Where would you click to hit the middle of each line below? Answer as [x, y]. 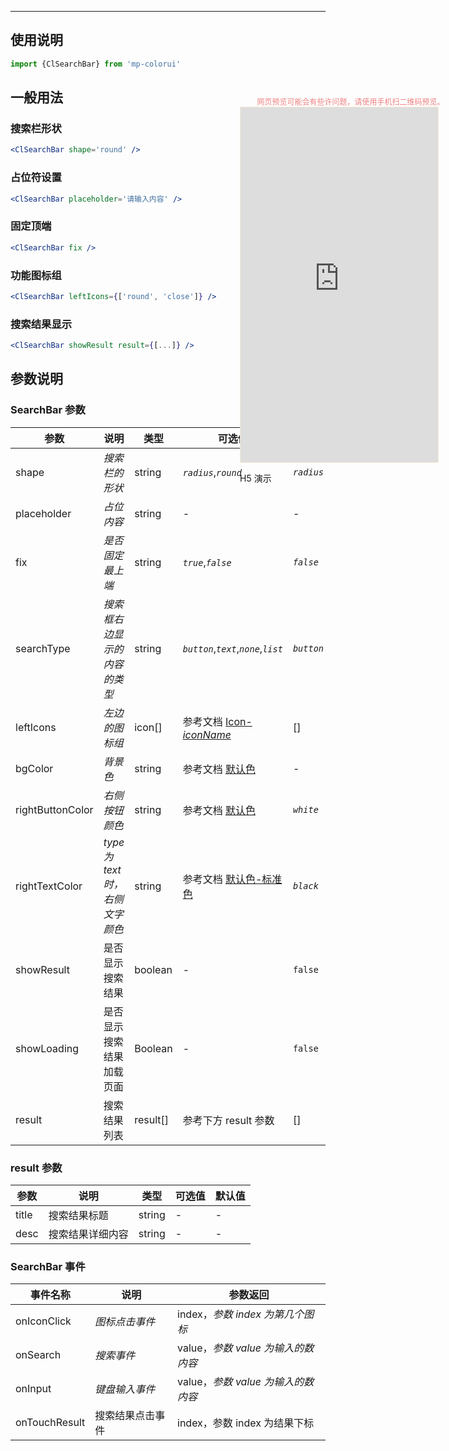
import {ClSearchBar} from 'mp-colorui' [96, 64]
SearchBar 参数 [48, 410]
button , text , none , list [232, 648]
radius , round [212, 472]
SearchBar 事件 [48, 1266]
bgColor [34, 768]
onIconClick [43, 1321]
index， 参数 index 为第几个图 [246, 1314]
